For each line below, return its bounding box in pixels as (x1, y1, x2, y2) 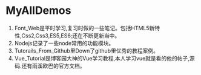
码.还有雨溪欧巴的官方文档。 (14, 62, 85, 70)
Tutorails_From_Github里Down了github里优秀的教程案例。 (14, 47, 159, 54)
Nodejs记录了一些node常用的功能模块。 (14, 39, 114, 47)
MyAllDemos (5, 4, 71, 18)
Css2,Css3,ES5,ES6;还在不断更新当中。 (21, 31, 120, 39)
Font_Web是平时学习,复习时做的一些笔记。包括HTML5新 (14, 24, 155, 31)
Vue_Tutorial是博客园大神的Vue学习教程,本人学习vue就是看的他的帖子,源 (14, 54, 195, 62)
